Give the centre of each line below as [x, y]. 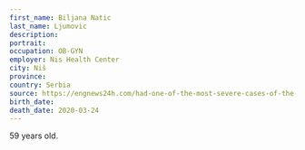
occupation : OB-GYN [46, 52]
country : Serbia [40, 85]
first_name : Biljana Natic [60, 18]
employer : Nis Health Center [64, 60]
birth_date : [32, 102]
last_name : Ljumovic [49, 26]
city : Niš [28, 69]
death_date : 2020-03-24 [54, 110]
